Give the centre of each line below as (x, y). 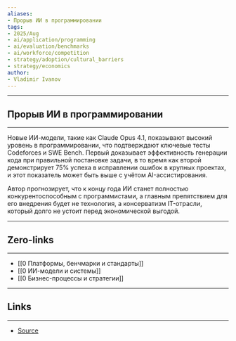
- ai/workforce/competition (48, 53)
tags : (15, 27)
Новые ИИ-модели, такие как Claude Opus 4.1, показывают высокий (110, 138)
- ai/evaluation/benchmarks (48, 46)
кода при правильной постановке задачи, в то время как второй (104, 160)
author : (19, 72)
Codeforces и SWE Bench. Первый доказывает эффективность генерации (117, 153)
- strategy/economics (39, 66)
